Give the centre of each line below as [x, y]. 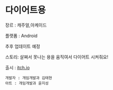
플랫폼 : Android [21, 35]
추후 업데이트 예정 [23, 46]
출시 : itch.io [18, 67]
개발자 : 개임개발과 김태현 [29, 78]
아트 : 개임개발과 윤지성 [27, 83]
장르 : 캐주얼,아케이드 [26, 25]
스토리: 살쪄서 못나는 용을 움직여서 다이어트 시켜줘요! [57, 57]
